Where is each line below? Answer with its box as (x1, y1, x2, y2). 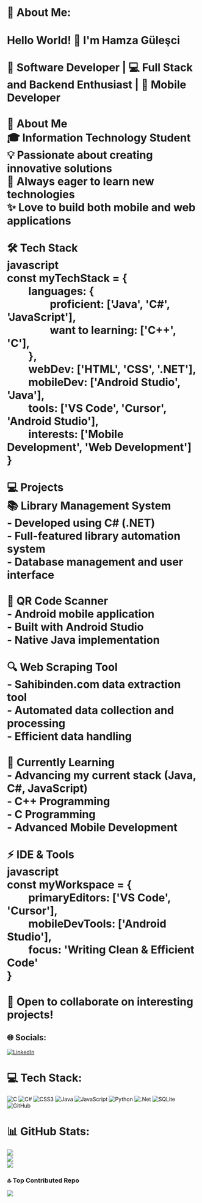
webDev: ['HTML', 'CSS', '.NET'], (28, 362, 197, 376)
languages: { (28, 285, 94, 299)
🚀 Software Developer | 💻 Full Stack (7, 61, 193, 75)
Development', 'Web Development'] (7, 441, 192, 455)
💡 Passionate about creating (7, 148, 153, 162)
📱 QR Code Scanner (7, 594, 109, 608)
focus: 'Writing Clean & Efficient (28, 943, 195, 957)
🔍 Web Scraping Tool (7, 660, 118, 674)
